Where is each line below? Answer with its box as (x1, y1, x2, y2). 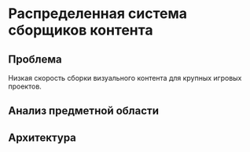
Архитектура (8, 131, 77, 144)
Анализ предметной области (8, 104, 160, 118)
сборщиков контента (8, 21, 153, 39)
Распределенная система (8, 5, 187, 23)
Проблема (8, 52, 63, 66)
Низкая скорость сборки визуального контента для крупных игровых (8, 74, 242, 82)
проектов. (8, 81, 42, 91)
